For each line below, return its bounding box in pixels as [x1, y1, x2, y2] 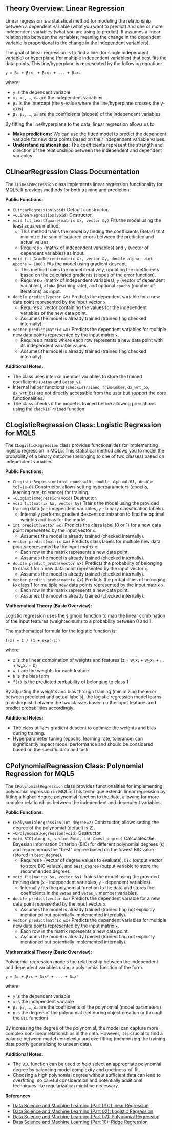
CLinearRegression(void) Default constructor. [12, 206, 109, 212]
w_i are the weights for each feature [12, 668, 89, 674]
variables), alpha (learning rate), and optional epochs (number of [20, 282, 155, 289]
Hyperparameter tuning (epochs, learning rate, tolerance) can [12, 735, 143, 742]
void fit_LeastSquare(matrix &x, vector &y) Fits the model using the [12, 217, 161, 223]
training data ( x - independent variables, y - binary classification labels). [12, 506, 165, 512]
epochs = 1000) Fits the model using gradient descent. [12, 261, 127, 267]
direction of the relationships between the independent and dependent [12, 147, 162, 153]
